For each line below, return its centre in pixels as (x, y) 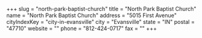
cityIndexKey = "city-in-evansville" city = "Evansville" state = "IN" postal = (101, 22)
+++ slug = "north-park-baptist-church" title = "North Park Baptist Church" (101, 9)
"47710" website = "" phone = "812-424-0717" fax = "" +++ (82, 28)
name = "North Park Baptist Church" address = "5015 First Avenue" (91, 15)
